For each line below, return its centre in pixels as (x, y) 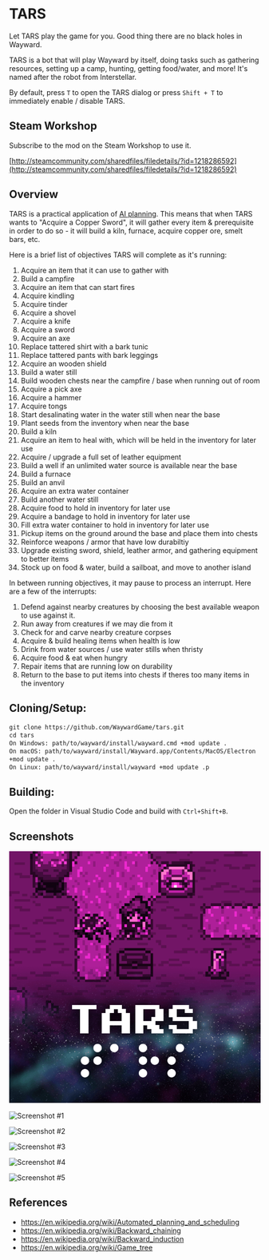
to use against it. (48, 615)
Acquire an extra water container (75, 491)
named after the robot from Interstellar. (73, 77)
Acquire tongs (44, 406)
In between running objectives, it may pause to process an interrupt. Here (131, 582)
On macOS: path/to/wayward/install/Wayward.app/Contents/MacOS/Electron (133, 752)
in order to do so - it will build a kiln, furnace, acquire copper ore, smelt (126, 231)
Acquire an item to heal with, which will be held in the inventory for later (138, 439)
